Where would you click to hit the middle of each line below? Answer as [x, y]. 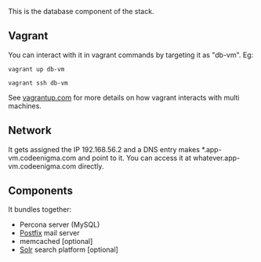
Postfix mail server [49, 233]
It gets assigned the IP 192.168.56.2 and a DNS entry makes [104, 149]
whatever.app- [217, 158]
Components [40, 191]
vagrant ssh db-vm [38, 83]
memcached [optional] [56, 242]
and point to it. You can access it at [135, 158]
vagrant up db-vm [36, 69]
